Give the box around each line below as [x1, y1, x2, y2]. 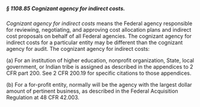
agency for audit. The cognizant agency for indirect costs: [6, 45, 150, 52]
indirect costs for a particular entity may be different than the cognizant [6, 39, 183, 46]
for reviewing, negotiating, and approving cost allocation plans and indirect [6, 26, 192, 33]
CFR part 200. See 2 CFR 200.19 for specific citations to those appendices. [6, 69, 192, 77]
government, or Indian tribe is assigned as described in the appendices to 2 [6, 63, 193, 70]
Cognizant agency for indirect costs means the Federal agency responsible [6, 20, 193, 27]
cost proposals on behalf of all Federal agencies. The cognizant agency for [6, 32, 192, 39]
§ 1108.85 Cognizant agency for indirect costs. [6, 5, 126, 12]
